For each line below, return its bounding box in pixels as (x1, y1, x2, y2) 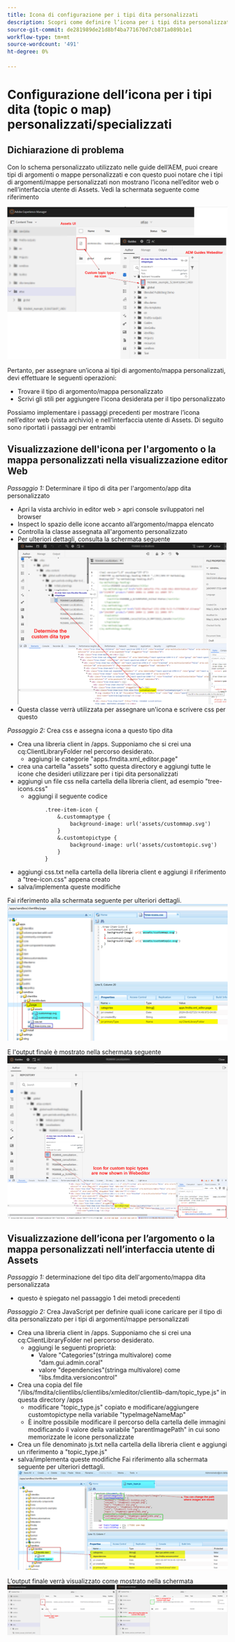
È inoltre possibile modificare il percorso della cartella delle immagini (27, 1418, 226, 1426)
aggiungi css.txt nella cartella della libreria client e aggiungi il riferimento (17, 868, 227, 876)
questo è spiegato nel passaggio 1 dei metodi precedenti (17, 1294, 180, 1302)
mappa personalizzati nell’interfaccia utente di (7, 1243, 215, 1255)
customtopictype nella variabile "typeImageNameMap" (27, 1411, 187, 1418)
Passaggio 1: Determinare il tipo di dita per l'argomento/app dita (7, 484, 192, 492)
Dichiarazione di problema (7, 144, 124, 156)
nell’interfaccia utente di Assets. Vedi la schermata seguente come (7, 185, 199, 193)
